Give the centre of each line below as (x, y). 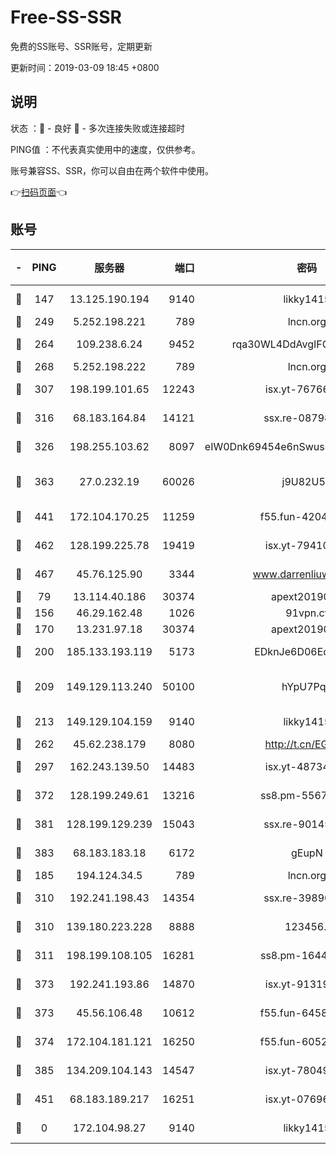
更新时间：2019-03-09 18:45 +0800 (85, 67)
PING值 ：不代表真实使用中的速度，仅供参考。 (105, 149)
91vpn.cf (307, 613)
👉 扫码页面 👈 (39, 192)
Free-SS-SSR (66, 17)
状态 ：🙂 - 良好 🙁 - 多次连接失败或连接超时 (97, 128)
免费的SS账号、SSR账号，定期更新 (81, 46)
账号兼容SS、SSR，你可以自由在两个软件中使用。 (112, 170)
